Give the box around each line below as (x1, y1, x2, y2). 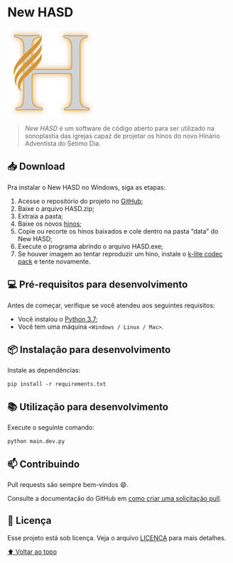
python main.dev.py (7, 438, 65, 445)
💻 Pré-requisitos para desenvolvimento (7, 278, 188, 291)
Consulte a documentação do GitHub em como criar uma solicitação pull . (7, 494, 222, 503)
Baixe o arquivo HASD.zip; (17, 204, 94, 213)
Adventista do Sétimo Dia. (24, 139, 101, 148)
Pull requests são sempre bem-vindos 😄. (7, 481, 129, 488)
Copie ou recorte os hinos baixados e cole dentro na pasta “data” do (17, 226, 219, 235)
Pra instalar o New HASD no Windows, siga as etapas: (7, 182, 166, 192)
